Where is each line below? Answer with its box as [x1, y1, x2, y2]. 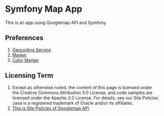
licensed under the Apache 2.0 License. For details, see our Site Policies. [12, 94, 160, 101]
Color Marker [12, 57, 39, 63]
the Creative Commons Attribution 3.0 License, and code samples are [12, 90, 153, 95]
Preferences [5, 34, 44, 42]
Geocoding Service [12, 46, 51, 52]
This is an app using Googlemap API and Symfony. [5, 20, 107, 25]
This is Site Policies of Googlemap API [12, 105, 90, 111]
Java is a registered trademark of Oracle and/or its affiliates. [12, 100, 134, 106]
